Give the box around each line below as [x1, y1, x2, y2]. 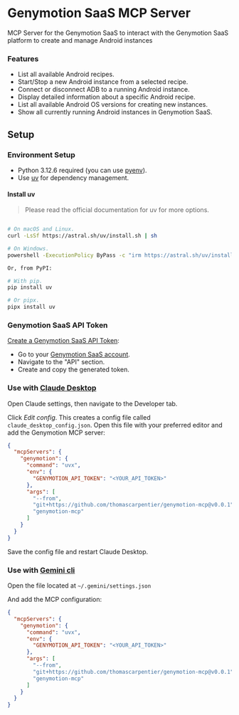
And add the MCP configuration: [7, 595, 102, 604]
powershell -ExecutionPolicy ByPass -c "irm [7, 251, 142, 259]
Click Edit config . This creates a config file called [7, 413, 151, 421]
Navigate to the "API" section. [17, 358, 105, 366]
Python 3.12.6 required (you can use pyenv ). [17, 166, 147, 174]
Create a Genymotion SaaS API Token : [7, 337, 119, 345]
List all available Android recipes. [17, 70, 115, 79]
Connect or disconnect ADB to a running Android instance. [17, 85, 190, 94]
